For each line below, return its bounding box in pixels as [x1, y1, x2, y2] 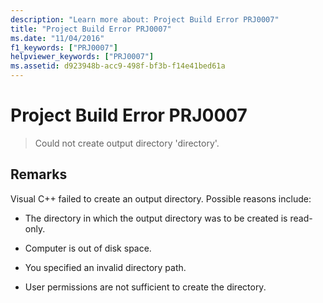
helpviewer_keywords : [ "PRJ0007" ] [10, 52, 155, 62]
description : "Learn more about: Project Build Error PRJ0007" [10, 14, 280, 25]
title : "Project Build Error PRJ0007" [10, 24, 172, 34]
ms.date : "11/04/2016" [10, 33, 105, 43]
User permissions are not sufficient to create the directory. [24, 281, 267, 293]
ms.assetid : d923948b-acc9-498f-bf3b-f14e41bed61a [10, 61, 226, 71]
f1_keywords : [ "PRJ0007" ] [10, 42, 118, 53]
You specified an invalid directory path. [24, 261, 187, 273]
